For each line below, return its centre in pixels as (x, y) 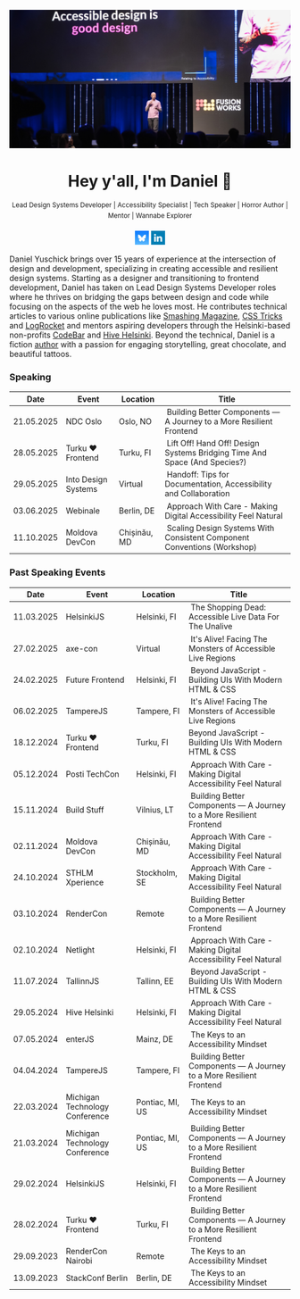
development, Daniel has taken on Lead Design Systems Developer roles (143, 287)
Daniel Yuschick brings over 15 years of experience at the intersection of (143, 259)
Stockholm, (157, 872)
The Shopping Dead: (228, 607)
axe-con (82, 648)
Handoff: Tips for (198, 475)
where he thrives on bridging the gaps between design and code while (139, 296)
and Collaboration (197, 494)
